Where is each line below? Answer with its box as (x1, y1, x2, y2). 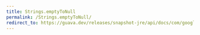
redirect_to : (6, 20, 39, 26)
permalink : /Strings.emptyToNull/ (6, 14, 92, 20)
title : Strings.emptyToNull (6, 8, 76, 15)
